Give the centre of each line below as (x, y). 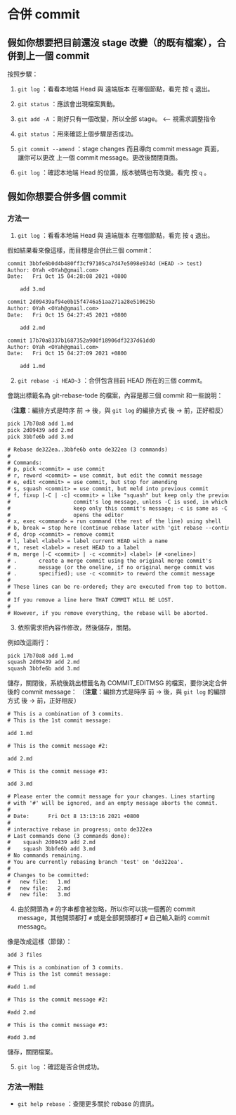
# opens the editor (66, 515)
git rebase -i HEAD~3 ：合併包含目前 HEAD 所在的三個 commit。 (112, 381)
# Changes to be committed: (48, 875)
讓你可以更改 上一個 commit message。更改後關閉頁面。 (99, 158)
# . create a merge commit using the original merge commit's (110, 561)
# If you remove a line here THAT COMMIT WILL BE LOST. (91, 600)
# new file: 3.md (39, 895)
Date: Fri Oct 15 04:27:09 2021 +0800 (67, 353)
